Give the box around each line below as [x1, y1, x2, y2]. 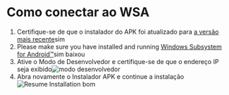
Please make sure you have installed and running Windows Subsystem [16, 42, 223, 51]
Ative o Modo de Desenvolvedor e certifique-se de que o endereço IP [16, 57, 219, 65]
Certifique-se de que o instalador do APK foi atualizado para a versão [16, 27, 219, 36]
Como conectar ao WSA [6, 4, 149, 20]
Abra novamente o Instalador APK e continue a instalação [16, 72, 185, 81]
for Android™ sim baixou [16, 50, 85, 58]
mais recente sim [16, 34, 65, 43]
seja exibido [16, 65, 52, 73]
